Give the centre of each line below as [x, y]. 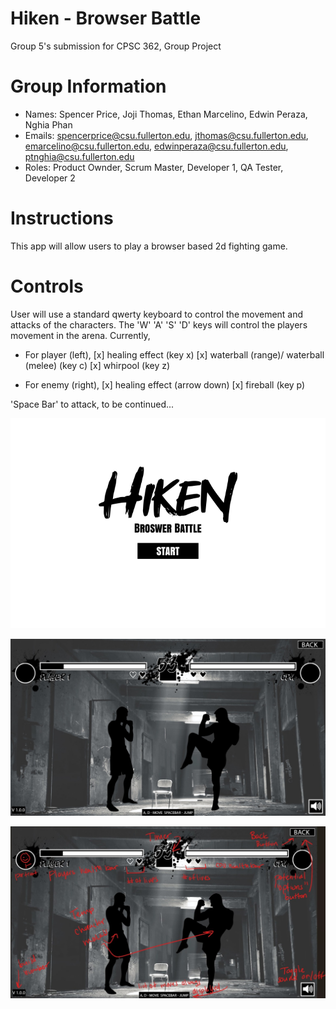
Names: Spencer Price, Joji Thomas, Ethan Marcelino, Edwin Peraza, [166, 114]
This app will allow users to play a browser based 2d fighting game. [149, 246]
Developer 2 [50, 178]
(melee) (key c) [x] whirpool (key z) [97, 365]
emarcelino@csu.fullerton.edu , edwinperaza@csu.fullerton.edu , [156, 146]
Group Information [88, 86]
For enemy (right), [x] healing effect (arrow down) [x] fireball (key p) [165, 384]
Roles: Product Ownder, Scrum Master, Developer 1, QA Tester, [154, 167]
